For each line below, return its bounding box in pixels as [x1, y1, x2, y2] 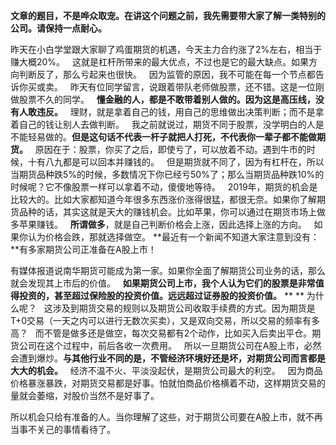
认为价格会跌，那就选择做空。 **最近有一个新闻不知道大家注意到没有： [27, 231, 320, 243]
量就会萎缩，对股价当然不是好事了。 [10, 390, 160, 401]
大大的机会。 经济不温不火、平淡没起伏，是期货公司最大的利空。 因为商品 [10, 365, 323, 376]
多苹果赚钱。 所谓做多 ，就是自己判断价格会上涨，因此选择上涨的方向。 [10, 219, 307, 230]
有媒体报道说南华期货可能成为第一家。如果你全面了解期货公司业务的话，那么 [10, 265, 326, 276]
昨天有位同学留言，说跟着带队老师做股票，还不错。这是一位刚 [69, 81, 325, 93]
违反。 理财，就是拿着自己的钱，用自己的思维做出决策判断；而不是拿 [36, 106, 325, 118]
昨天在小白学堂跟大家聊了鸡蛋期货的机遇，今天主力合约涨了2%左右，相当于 [10, 44, 323, 55]
